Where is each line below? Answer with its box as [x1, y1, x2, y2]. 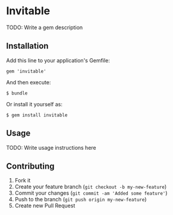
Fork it [14, 177, 31, 184]
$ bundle [6, 90, 28, 96]
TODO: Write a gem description [6, 24, 83, 31]
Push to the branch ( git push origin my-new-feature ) [14, 196, 147, 203]
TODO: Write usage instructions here [6, 144, 96, 151]
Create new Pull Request [14, 202, 76, 209]
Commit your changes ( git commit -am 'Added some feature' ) [14, 189, 168, 197]
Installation [6, 41, 49, 51]
